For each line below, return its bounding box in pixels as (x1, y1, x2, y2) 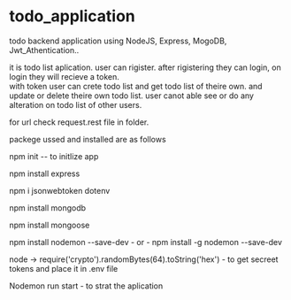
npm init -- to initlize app (9, 150, 99, 161)
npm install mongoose (9, 219, 90, 230)
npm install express (9, 168, 80, 179)
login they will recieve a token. (9, 71, 119, 81)
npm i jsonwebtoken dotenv (9, 185, 111, 196)
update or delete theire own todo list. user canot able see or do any (9, 90, 255, 101)
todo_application (9, 6, 135, 27)
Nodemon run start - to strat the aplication (9, 281, 164, 291)
